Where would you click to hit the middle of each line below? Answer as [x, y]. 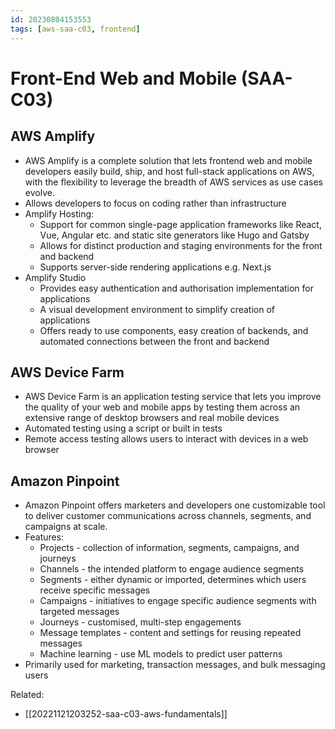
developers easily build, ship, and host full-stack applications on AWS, [169, 171]
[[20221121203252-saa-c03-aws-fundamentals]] [126, 714]
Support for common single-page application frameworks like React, [180, 224]
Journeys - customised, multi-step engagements [140, 622]
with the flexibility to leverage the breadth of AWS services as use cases [173, 182]
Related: [27, 695]
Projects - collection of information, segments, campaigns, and [169, 548]
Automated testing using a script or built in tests [123, 428]
